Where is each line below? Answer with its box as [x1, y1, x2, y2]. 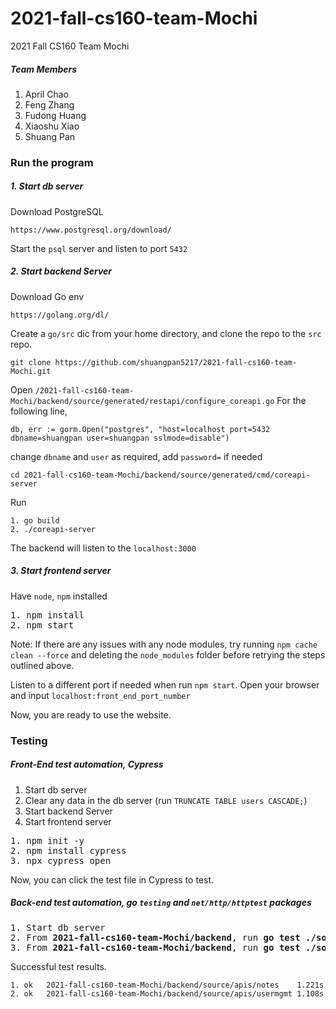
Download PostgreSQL [10, 205, 104, 217]
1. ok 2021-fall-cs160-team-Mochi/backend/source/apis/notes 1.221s [10, 980, 325, 990]
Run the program [10, 155, 94, 169]
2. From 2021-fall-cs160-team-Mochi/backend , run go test [10, 932, 301, 943]
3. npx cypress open [10, 855, 112, 866]
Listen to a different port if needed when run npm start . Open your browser [10, 678, 320, 691]
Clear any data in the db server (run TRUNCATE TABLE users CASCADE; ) [24, 794, 308, 806]
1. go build [10, 515, 60, 526]
